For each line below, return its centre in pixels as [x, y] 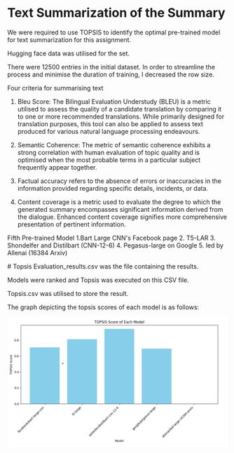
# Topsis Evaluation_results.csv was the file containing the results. [103, 266]
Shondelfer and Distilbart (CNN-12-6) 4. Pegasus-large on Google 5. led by [116, 245]
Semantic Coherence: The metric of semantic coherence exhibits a [114, 144]
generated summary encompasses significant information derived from [120, 209]
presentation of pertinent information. [71, 224]
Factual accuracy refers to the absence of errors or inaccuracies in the [119, 181]
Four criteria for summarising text [55, 88]
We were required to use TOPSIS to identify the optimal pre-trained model [114, 32]
